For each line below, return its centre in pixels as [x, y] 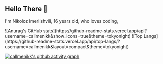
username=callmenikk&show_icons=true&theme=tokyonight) [68, 36]
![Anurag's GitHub [24, 31]
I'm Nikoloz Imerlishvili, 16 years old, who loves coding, [62, 21]
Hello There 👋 [27, 9]
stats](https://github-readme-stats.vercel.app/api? [95, 31]
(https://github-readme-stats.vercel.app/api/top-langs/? [63, 41]
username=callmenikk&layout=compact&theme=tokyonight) [67, 46]
